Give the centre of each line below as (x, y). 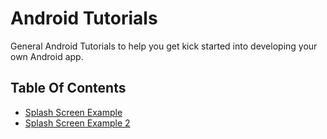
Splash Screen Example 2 (77, 123)
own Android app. (47, 56)
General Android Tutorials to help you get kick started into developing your (164, 46)
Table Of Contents (68, 88)
